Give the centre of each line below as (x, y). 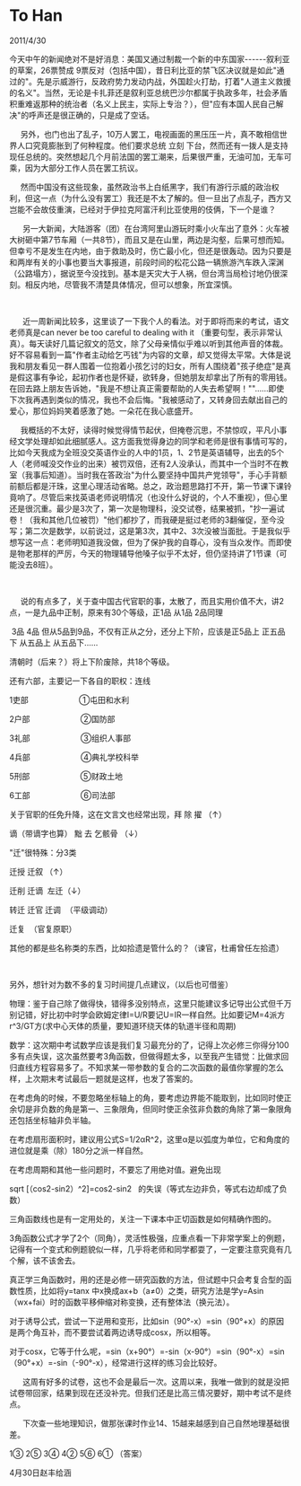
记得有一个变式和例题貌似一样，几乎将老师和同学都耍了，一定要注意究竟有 (146, 1249)
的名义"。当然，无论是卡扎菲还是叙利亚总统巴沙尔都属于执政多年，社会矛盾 (149, 92)
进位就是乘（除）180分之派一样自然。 (79, 1150)
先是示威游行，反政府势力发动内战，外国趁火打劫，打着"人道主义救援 (164, 81)
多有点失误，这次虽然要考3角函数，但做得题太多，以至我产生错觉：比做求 (145, 1056)
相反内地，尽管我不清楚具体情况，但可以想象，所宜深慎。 (131, 285)
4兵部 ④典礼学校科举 (74, 757)
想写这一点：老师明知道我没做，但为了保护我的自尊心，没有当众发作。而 (142, 542)
